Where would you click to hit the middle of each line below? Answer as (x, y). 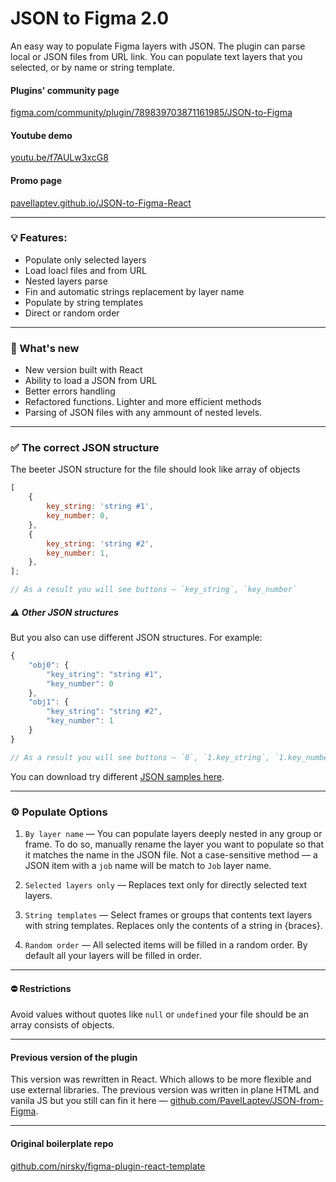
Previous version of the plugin (74, 1057)
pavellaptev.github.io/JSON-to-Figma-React (101, 203)
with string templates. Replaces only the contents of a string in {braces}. (173, 925)
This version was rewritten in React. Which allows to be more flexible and (161, 1079)
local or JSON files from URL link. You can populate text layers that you (156, 56)
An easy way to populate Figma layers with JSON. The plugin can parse (158, 46)
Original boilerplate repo (62, 1143)
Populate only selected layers (85, 259)
